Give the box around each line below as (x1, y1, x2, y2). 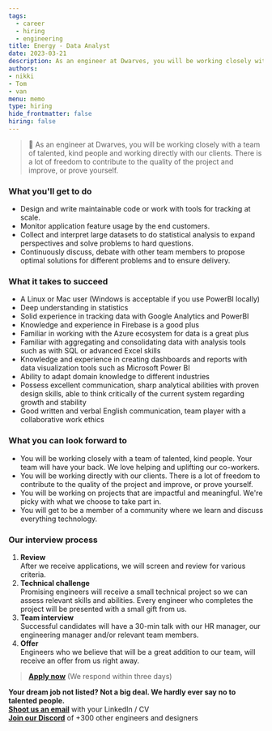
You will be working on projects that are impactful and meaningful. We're (19, 488, 263, 498)
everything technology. (19, 514, 98, 524)
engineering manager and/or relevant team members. (19, 630, 199, 640)
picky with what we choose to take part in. (19, 496, 162, 507)
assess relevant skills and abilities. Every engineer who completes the (19, 596, 253, 605)
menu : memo (8, 95, 45, 103)
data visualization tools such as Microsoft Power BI (19, 363, 190, 373)
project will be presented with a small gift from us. (19, 605, 188, 614)
